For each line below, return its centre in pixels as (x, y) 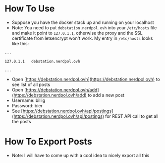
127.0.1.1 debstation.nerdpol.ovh (42, 61)
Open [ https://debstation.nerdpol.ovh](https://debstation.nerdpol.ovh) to (86, 79)
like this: (20, 43)
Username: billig (28, 100)
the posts (21, 121)
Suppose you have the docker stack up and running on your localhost (83, 22)
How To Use (30, 9)
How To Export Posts (48, 142)
